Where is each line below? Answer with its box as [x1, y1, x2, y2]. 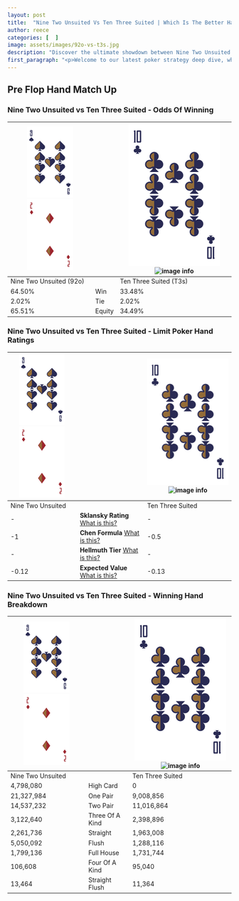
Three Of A [87, 811, 121, 820]
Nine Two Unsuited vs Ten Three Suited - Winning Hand [7, 591, 204, 601]
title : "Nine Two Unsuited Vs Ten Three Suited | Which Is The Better [7, 18, 224, 26]
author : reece [7, 26, 50, 33]
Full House [87, 848, 119, 857]
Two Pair [87, 801, 114, 810]
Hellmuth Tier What [79, 546, 139, 555]
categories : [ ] [7, 34, 59, 41]
